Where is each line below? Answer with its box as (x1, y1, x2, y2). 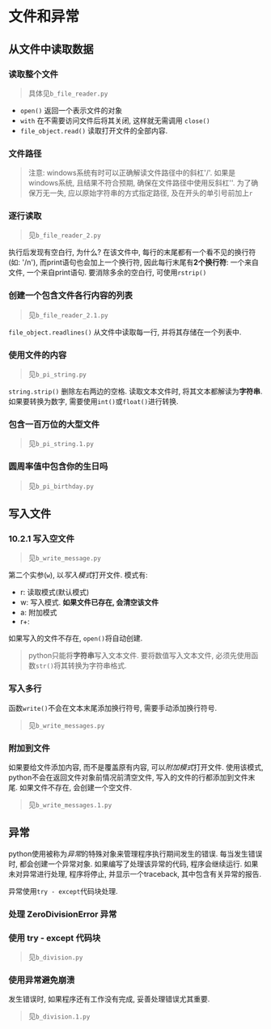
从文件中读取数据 (8, 42, 94, 56)
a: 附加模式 (19, 608, 57, 618)
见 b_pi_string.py (28, 369, 87, 379)
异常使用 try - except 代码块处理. (8, 886, 118, 895)
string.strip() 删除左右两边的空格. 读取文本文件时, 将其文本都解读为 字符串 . (8, 386, 263, 397)
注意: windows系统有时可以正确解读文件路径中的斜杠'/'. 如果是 (28, 168, 236, 178)
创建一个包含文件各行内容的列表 (8, 290, 133, 301)
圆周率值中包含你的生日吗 (8, 461, 108, 472)
